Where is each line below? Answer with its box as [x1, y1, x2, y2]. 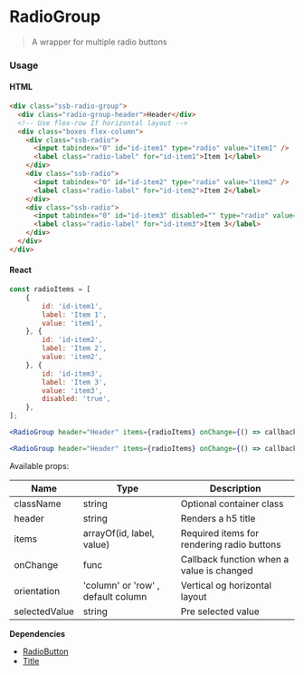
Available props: [9, 460, 70, 471]
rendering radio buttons [180, 538, 281, 551]
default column [82, 590, 147, 602]
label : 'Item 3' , [42, 377, 107, 386]
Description [209, 482, 261, 494]
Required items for [180, 526, 260, 539]
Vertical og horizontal [180, 579, 272, 592]
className [14, 497, 62, 510]
